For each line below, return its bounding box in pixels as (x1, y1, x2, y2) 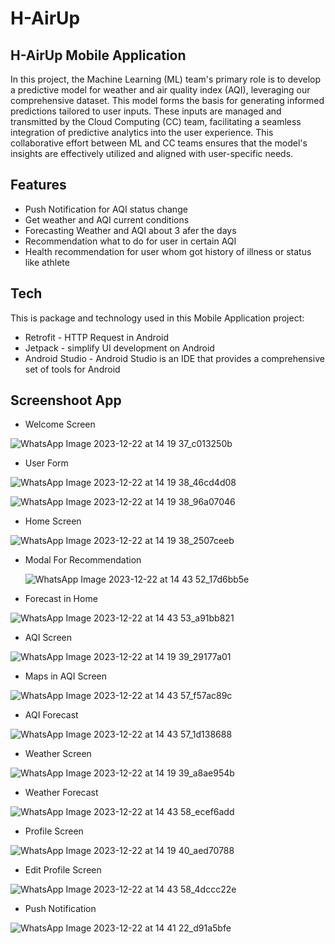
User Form (24, 457, 69, 469)
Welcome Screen (24, 418, 96, 431)
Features (10, 177, 67, 194)
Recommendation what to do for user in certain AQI (24, 235, 237, 247)
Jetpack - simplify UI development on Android (24, 342, 215, 354)
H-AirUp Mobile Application (10, 47, 187, 64)
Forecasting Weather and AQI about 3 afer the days (24, 224, 237, 236)
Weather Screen (24, 748, 92, 760)
